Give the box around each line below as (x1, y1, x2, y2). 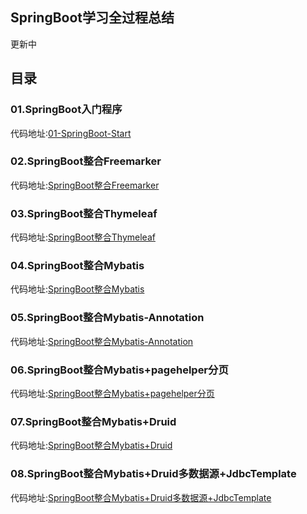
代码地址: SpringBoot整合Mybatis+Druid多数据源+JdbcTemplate (10, 491, 272, 503)
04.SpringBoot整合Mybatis (10, 259, 145, 273)
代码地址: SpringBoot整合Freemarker (10, 179, 160, 191)
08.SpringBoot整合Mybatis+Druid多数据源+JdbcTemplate (10, 467, 297, 481)
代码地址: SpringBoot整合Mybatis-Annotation (10, 335, 194, 347)
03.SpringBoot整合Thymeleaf (10, 206, 158, 220)
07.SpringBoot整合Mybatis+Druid (10, 414, 177, 428)
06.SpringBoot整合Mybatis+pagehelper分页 (10, 363, 229, 377)
